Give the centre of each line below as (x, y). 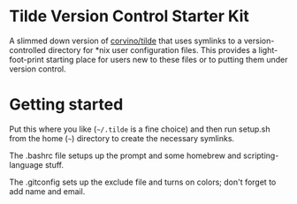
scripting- (261, 155)
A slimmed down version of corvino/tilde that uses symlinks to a (126, 41)
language (26, 164)
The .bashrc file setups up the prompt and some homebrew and (125, 155)
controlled (28, 49)
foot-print (27, 59)
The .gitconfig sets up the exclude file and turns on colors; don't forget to (143, 182)
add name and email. (47, 191)
